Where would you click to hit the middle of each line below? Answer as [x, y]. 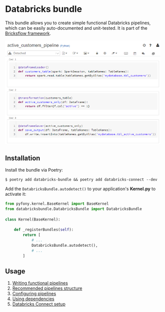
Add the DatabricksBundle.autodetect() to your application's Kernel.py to [81, 188]
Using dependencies [33, 299]
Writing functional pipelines [40, 283]
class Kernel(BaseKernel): [33, 219]
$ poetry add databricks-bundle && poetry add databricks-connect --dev [81, 179]
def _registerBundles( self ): [44, 230]
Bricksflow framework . [28, 33]
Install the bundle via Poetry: [34, 170]
